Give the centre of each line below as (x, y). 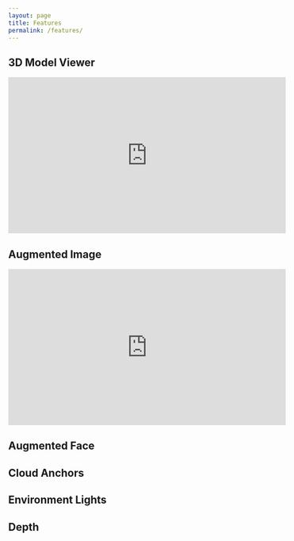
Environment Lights (57, 500)
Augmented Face (52, 446)
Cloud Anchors (46, 473)
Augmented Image (55, 254)
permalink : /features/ (46, 30)
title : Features (35, 23)
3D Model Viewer (52, 62)
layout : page (30, 15)
